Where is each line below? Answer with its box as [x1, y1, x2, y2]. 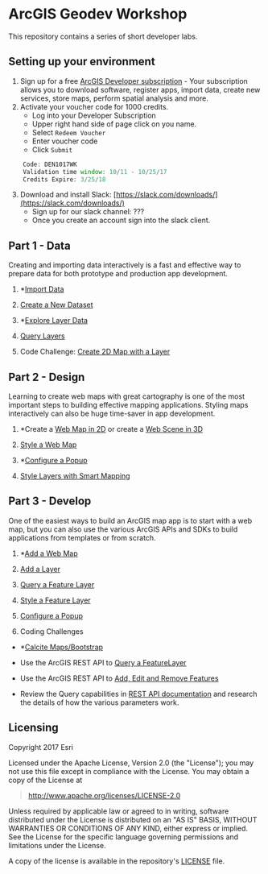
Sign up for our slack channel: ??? [31, 207, 145, 217]
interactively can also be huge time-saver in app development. [8, 408, 216, 418]
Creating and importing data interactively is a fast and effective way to [8, 260, 241, 270]
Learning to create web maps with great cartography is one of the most [8, 391, 245, 401]
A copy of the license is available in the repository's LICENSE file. [8, 855, 225, 866]
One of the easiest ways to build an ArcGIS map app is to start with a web [8, 516, 253, 525]
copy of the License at [8, 775, 83, 785]
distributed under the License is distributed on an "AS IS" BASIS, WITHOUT [8, 814, 258, 824]
